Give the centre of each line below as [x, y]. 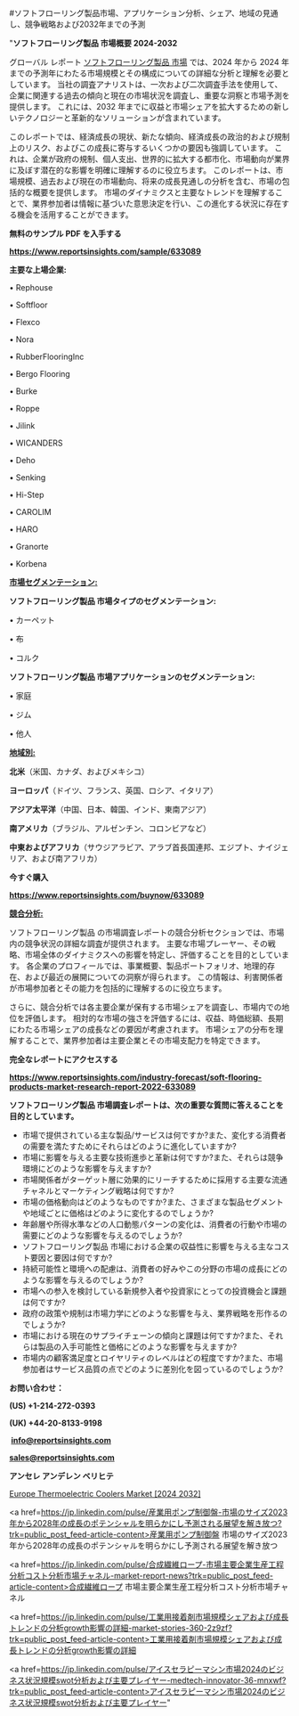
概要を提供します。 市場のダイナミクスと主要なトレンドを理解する [154, 192]
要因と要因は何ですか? [71, 1258]
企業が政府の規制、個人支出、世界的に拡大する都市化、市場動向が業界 [161, 159]
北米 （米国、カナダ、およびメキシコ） [79, 772]
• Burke [24, 391]
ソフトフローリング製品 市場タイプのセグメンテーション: [113, 601]
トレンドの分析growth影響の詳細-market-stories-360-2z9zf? [121, 1628]
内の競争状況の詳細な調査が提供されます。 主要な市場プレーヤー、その [139, 944]
